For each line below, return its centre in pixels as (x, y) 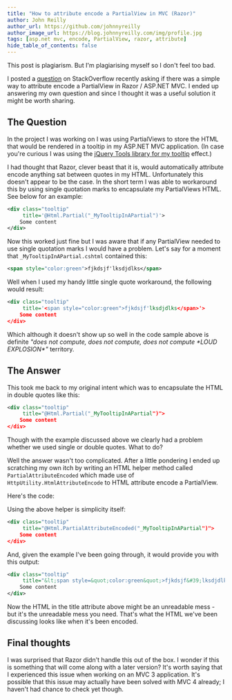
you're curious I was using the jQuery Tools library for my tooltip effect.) (109, 153)
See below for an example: (45, 196)
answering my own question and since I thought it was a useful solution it (112, 93)
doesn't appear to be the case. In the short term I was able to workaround (112, 182)
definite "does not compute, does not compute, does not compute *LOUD (112, 342)
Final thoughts (39, 643)
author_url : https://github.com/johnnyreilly (74, 26)
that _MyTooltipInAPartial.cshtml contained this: (77, 256)
